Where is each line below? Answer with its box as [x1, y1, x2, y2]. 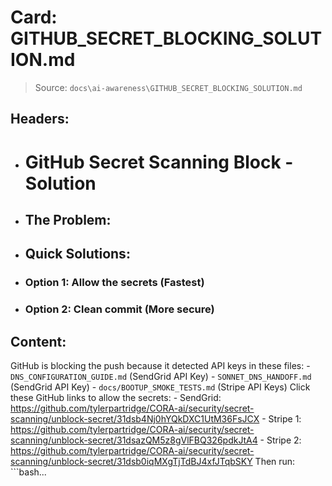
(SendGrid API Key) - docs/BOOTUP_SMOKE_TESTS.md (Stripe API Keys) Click [10, 381, 311, 393]
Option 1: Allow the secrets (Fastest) [24, 276, 205, 290]
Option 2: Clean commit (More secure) [24, 302, 215, 316]
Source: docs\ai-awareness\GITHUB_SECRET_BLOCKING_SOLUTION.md [34, 81, 303, 93]
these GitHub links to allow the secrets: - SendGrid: [10, 391, 222, 403]
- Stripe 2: [259, 434, 302, 446]
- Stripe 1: [261, 412, 302, 425]
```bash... [10, 466, 47, 478]
